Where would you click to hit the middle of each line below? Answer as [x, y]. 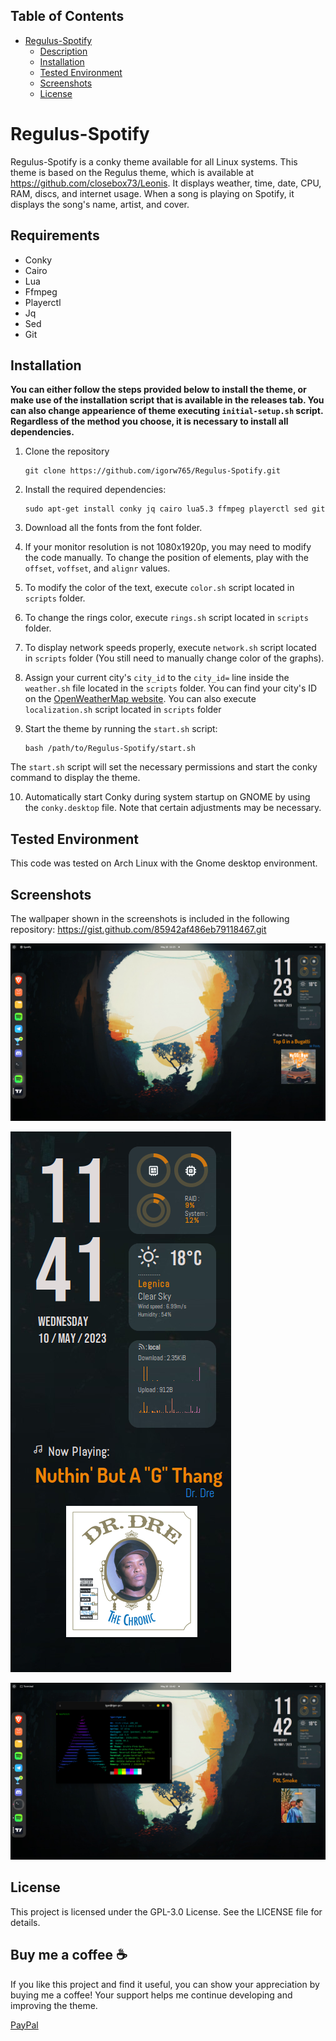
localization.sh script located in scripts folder [123, 710]
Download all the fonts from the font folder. [113, 528]
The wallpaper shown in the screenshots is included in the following [150, 918]
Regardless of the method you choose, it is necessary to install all [149, 421]
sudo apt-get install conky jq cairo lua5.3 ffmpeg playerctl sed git [175, 509]
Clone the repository [67, 451]
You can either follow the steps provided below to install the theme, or [158, 390]
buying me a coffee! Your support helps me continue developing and [151, 1995]
